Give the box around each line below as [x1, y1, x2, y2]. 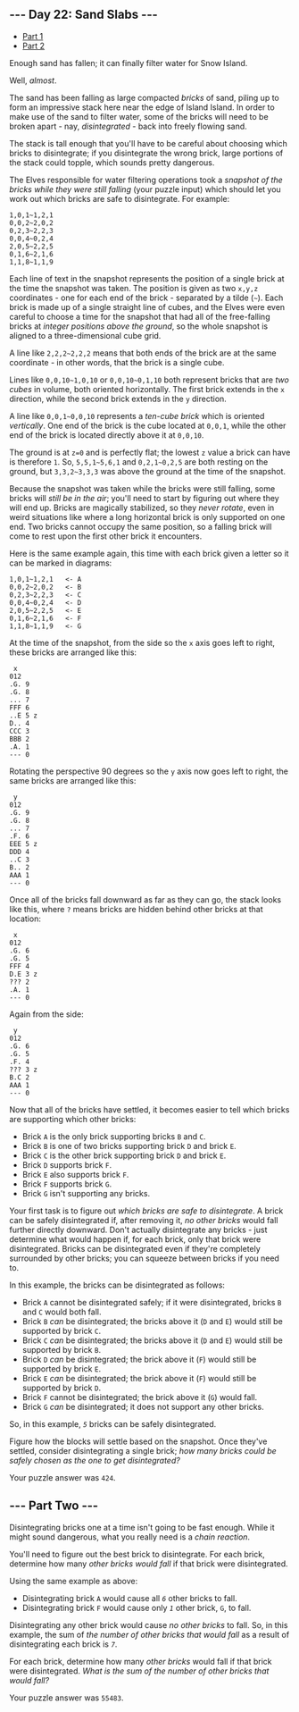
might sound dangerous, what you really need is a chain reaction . [9, 1532, 251, 1542]
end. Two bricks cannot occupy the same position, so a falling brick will [9, 521, 272, 532]
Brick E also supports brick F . [21, 1169, 129, 1179]
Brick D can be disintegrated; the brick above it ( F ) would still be [21, 1354, 257, 1364]
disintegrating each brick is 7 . [9, 1639, 118, 1649]
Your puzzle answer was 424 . [9, 1472, 116, 1482]
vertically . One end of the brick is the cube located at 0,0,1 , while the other [9, 420, 287, 431]
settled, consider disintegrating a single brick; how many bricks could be [9, 1445, 277, 1456]
